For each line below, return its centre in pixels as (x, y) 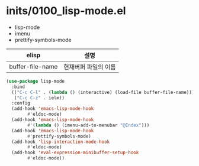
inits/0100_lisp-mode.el (66, 11)
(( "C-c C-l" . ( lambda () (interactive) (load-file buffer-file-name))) (103, 92)
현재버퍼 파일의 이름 (89, 67)
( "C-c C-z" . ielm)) (39, 98)
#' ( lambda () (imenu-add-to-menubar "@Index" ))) (89, 125)
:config (21, 103)
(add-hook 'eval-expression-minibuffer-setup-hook (75, 153)
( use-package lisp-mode (36, 81)
